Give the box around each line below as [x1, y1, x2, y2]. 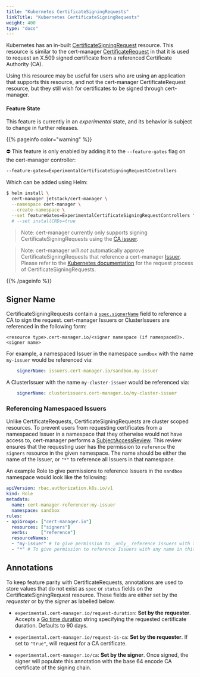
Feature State [6, 105, 40, 112]
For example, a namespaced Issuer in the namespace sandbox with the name [6, 350, 193, 358]
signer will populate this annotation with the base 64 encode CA [14, 657, 172, 664]
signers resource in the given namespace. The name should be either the [6, 449, 186, 456]
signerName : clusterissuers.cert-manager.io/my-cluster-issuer [17, 390, 177, 396]
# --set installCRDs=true [11, 218, 76, 224]
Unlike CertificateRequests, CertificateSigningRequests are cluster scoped [6, 418, 189, 425]
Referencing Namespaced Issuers [6, 405, 107, 413]
